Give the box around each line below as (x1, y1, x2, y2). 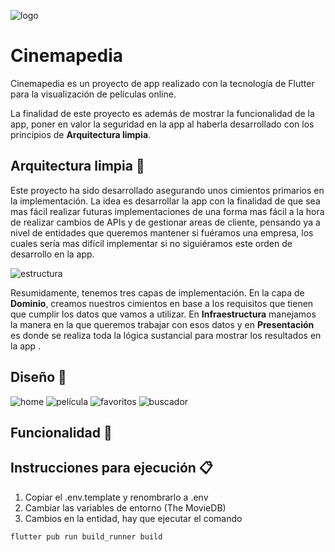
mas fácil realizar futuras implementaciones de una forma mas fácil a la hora (10, 205, 325, 217)
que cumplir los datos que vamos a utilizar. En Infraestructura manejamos (10, 308, 317, 320)
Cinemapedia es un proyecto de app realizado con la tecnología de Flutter (10, 77, 315, 89)
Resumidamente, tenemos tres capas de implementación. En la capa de (10, 286, 305, 299)
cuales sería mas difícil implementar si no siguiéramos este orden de (10, 237, 293, 249)
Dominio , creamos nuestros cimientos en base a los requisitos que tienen (10, 297, 314, 309)
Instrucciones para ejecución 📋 (10, 460, 213, 477)
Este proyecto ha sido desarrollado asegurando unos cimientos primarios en (10, 184, 325, 196)
